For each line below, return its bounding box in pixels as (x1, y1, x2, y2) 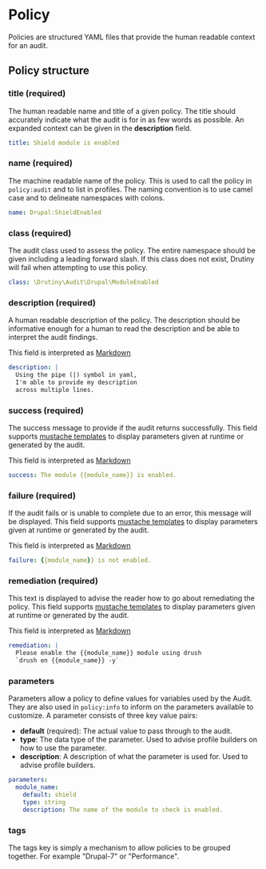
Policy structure (8, 64, 90, 78)
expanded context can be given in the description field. (8, 123, 192, 133)
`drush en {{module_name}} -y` (15, 657, 120, 665)
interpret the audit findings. (8, 333, 98, 342)
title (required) (8, 88, 66, 99)
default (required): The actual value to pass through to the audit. (19, 726, 233, 736)
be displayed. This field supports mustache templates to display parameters (8, 517, 258, 527)
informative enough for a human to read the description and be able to (8, 324, 240, 333)
